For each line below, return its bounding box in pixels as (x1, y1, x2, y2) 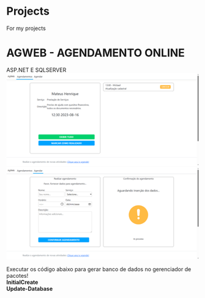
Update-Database (6, 285, 53, 292)
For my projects (6, 24, 46, 32)
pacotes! (6, 272, 29, 280)
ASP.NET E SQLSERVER (6, 66, 67, 73)
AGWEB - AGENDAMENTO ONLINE (6, 46, 185, 60)
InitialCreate (6, 278, 39, 286)
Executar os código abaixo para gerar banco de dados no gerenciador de (6, 266, 192, 273)
